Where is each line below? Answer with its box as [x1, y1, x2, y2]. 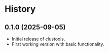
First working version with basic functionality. [11, 41, 105, 47]
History [4, 3, 36, 15]
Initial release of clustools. [11, 36, 65, 42]
